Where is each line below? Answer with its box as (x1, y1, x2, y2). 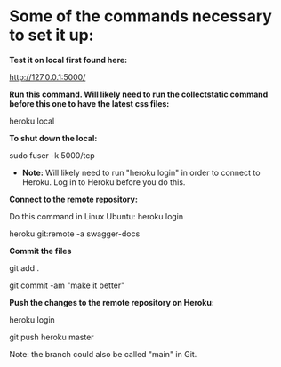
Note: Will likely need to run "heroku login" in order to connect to (21, 167, 261, 178)
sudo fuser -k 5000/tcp (9, 149, 95, 161)
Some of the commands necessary (9, 6, 273, 27)
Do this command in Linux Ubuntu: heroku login (9, 211, 184, 221)
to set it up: (9, 25, 94, 45)
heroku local (9, 116, 55, 126)
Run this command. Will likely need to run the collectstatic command (9, 89, 269, 100)
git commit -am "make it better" (9, 280, 125, 291)
